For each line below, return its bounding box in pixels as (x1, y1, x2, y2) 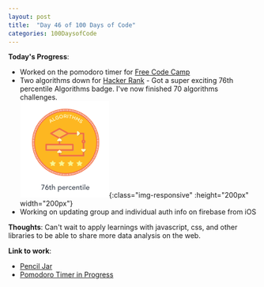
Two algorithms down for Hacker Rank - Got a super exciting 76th (19, 76, 234, 85)
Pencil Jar (19, 262, 53, 271)
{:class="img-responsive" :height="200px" (108, 191, 249, 200)
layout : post (8, 13, 51, 21)
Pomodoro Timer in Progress (19, 270, 114, 280)
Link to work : (8, 246, 52, 256)
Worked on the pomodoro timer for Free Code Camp (19, 67, 190, 77)
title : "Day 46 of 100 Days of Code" (8, 21, 136, 29)
